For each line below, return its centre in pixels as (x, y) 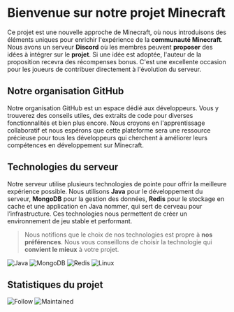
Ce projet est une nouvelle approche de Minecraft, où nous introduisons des (117, 32)
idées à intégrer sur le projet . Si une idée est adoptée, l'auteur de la (104, 54)
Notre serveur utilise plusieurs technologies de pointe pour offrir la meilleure (117, 184)
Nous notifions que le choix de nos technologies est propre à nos (118, 235)
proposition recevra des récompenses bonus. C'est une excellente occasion (117, 61)
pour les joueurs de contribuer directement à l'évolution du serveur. (104, 69)
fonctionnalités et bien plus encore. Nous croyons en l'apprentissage (106, 123)
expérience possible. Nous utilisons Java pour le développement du (105, 191)
